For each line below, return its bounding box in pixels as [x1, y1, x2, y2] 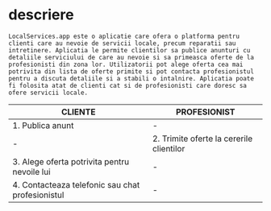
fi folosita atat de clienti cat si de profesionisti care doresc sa [8, 81, 248, 89]
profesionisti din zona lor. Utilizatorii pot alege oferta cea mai [8, 60, 244, 68]
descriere [8, 6, 74, 24]
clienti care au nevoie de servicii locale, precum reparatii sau [8, 39, 236, 48]
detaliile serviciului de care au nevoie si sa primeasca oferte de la [8, 53, 254, 61]
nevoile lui [12, 166, 51, 177]
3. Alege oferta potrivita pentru [12, 155, 130, 167]
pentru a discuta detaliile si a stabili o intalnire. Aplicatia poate [8, 74, 254, 82]
